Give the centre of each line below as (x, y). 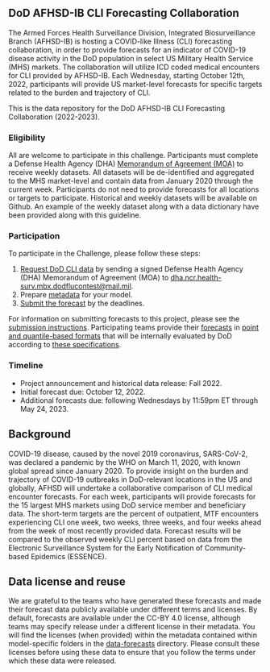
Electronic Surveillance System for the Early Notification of (106, 548)
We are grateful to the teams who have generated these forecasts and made (135, 601)
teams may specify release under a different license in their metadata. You (132, 627)
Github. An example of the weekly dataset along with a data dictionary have (134, 207)
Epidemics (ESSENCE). (69, 556)
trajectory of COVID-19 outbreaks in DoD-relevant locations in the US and (130, 479)
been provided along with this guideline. (75, 215)
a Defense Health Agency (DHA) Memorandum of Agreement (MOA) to (126, 164)
